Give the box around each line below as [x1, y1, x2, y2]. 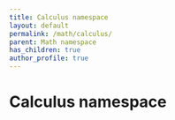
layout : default [9, 21, 69, 30]
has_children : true [9, 46, 81, 55]
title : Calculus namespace [9, 12, 109, 22]
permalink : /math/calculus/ [9, 29, 113, 38]
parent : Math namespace [9, 37, 97, 47]
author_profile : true [9, 54, 89, 63]
